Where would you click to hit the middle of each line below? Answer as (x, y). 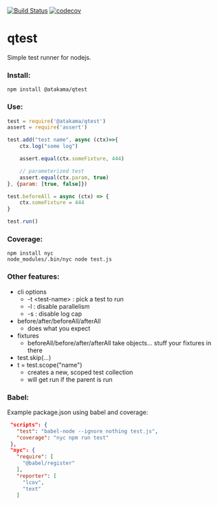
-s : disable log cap (55, 314)
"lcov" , (33, 482)
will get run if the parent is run (70, 379)
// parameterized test (52, 171)
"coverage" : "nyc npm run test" (63, 438)
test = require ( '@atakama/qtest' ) (57, 121)
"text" (32, 488)
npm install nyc (30, 254)
